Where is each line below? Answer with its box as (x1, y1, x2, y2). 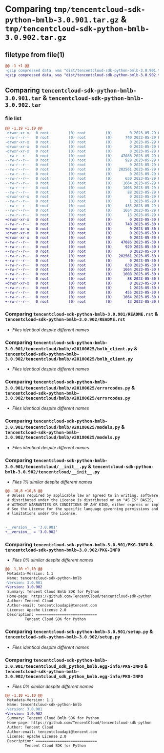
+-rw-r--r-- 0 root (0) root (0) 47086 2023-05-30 (5, 240, 156, 245)
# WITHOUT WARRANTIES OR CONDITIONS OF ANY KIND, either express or (7, 502, 150, 507)
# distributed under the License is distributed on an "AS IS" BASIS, (7, 497, 154, 503)
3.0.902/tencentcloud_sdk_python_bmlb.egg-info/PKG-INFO (5, 674, 143, 679)
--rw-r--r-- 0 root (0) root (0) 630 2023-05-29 (5, 176, 156, 181)
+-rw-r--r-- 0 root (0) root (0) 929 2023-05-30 (5, 244, 156, 249)
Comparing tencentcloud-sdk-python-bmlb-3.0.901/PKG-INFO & (5, 541, 153, 548)
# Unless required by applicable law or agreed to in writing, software (7, 493, 159, 498)
